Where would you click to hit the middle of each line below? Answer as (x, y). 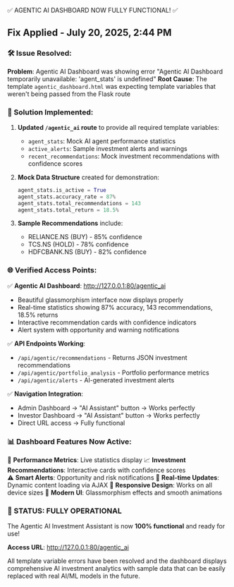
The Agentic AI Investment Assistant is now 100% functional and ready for (116, 526)
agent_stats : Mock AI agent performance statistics (102, 141)
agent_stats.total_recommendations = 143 (79, 203)
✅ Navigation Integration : (45, 394)
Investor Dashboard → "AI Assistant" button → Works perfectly (109, 415)
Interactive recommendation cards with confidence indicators (107, 322)
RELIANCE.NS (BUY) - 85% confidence (85, 237)
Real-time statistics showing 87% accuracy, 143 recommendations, (115, 307)
